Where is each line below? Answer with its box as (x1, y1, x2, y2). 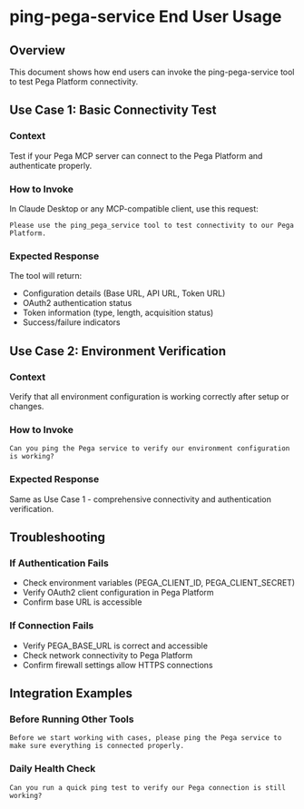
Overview (9, 43, 66, 58)
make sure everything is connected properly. (9, 742, 184, 751)
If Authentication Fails (9, 557, 109, 569)
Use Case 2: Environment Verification (9, 343, 227, 359)
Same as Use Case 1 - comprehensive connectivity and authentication (9, 493, 272, 505)
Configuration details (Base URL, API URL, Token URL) (22, 288, 226, 299)
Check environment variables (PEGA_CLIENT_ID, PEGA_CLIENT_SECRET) (22, 577, 296, 588)
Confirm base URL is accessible (22, 597, 142, 607)
